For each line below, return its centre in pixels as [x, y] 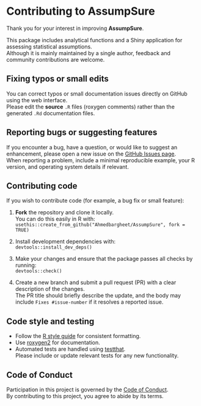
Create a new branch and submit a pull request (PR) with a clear [96, 282]
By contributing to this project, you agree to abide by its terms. [85, 396]
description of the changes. [50, 289]
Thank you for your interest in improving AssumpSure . [75, 28]
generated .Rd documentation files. [51, 113]
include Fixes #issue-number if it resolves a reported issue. [89, 302]
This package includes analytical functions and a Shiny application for [94, 40]
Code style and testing [50, 321]
